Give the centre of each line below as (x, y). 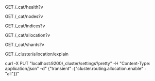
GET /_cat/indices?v (25, 26)
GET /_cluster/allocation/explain (37, 54)
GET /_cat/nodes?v (24, 16)
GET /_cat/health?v (24, 7)
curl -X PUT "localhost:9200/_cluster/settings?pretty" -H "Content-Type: (78, 63)
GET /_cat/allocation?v (27, 35)
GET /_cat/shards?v (25, 45)
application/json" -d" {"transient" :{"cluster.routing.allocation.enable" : (75, 68)
